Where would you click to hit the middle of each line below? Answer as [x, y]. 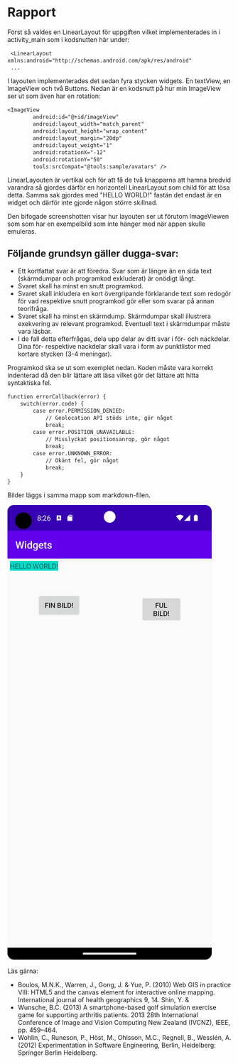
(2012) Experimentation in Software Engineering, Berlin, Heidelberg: [117, 1045]
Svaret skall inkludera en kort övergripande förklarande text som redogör [124, 293]
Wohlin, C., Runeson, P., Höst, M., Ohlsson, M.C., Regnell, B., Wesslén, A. [124, 1037]
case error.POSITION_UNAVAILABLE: [84, 432]
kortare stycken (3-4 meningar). [65, 354]
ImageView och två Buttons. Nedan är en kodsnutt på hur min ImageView [114, 88]
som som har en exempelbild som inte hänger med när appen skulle [107, 224]
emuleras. [22, 231]
